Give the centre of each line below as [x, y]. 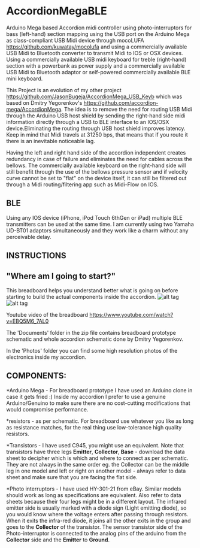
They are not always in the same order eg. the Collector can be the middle [98, 464]
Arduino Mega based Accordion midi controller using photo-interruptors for [99, 28]
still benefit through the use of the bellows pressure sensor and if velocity [97, 171]
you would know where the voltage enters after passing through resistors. [97, 514]
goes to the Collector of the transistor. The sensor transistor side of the [94, 527]
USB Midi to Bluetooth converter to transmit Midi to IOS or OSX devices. [95, 53]
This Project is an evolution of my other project [64, 90]
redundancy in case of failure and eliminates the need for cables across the [99, 159]
